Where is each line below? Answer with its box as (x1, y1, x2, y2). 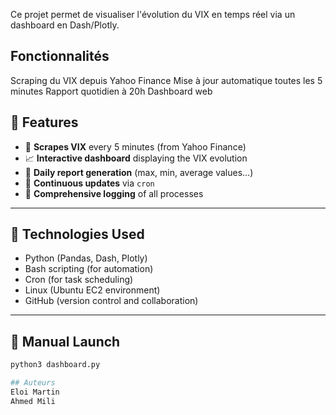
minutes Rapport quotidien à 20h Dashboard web (10, 85, 213, 97)
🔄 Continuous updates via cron (24, 177, 155, 189)
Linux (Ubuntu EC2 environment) (24, 284, 161, 296)
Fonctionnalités (10, 48, 110, 65)
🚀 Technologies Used (10, 226, 145, 243)
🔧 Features (10, 114, 79, 131)
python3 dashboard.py (10, 360, 101, 370)
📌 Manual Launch (10, 333, 121, 350)
